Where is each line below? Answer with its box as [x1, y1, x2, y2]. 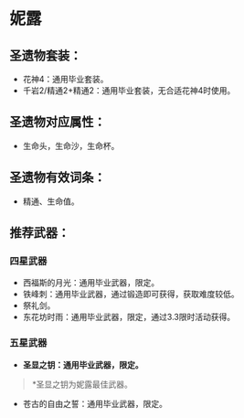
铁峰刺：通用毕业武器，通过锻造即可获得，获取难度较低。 [22, 289, 239, 300]
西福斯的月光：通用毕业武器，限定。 [22, 277, 160, 288]
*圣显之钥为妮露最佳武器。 [31, 379, 133, 390]
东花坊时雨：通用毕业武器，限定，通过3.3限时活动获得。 [22, 312, 236, 323]
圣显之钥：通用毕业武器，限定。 [22, 359, 143, 370]
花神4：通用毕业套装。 [22, 74, 109, 84]
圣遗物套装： [9, 48, 82, 63]
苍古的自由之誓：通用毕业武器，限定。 [22, 398, 167, 409]
